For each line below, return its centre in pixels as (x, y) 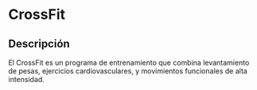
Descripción (39, 44)
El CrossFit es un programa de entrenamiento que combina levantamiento (129, 62)
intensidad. (27, 79)
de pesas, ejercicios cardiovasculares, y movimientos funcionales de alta (128, 71)
